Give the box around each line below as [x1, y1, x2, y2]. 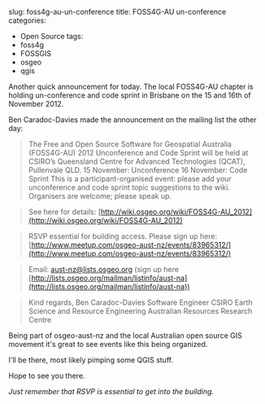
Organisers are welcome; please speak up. [28, 191, 172, 200]
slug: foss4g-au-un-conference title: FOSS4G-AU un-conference [8, 7, 227, 16]
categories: [8, 15, 46, 25]
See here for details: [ [28, 207, 102, 217]
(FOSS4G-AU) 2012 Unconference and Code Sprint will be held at [28, 148, 249, 157]
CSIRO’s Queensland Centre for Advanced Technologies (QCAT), [28, 156, 245, 166]
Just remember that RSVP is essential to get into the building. [8, 387, 214, 396]
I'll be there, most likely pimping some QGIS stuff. [8, 355, 173, 365]
